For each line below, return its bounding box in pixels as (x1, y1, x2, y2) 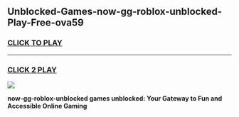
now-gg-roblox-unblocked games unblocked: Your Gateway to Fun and (7, 94, 223, 102)
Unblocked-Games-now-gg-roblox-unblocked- (7, 6, 223, 18)
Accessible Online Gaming (7, 101, 87, 110)
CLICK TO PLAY (7, 38, 63, 48)
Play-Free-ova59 (7, 17, 84, 29)
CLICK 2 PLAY (7, 65, 57, 74)
